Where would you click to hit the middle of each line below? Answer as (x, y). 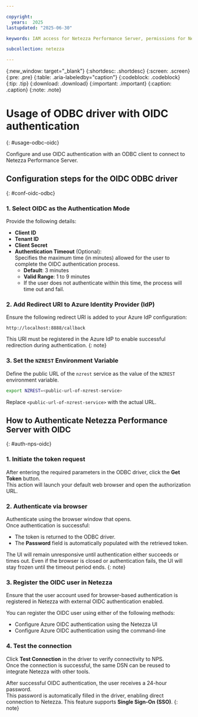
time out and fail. (44, 289)
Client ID (25, 233)
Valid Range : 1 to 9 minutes (57, 277)
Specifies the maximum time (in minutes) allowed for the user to (92, 258)
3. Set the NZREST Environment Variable (62, 361)
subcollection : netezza (35, 49)
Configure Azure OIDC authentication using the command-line (90, 631)
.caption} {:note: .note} (34, 90)
